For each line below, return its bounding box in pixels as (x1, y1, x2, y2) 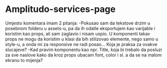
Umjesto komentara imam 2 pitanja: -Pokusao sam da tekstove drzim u (5, 20, 151, 26)
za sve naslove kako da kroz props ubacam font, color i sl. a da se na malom (5, 51, 162, 58)
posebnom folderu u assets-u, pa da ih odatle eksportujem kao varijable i (5, 25, 156, 31)
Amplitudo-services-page (5, 3, 116, 15)
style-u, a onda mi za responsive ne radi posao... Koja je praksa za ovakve (5, 41, 158, 47)
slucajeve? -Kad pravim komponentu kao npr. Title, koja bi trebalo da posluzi (5, 46, 162, 52)
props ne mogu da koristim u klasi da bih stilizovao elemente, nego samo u (5, 36, 159, 42)
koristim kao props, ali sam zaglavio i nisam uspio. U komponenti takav (5, 30, 151, 36)
